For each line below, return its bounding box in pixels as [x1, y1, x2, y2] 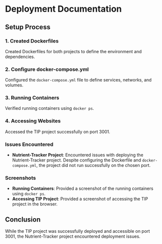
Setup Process [5, 23, 51, 31]
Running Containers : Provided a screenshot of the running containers [12, 185, 154, 191]
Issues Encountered [5, 141, 54, 147]
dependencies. [5, 54, 35, 60]
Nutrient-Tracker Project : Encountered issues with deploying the [12, 152, 143, 158]
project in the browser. [12, 201, 58, 207]
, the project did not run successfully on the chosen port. [36, 163, 151, 168]
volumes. [5, 82, 23, 88]
